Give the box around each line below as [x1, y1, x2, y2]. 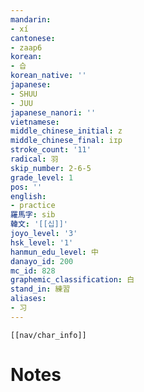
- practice [10, 201, 56, 211]
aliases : [10, 294, 47, 304]
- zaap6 [10, 42, 43, 53]
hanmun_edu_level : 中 [10, 247, 99, 257]
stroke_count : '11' [10, 145, 92, 155]
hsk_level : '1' [10, 237, 74, 248]
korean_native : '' [10, 71, 87, 81]
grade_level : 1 [10, 172, 74, 183]
